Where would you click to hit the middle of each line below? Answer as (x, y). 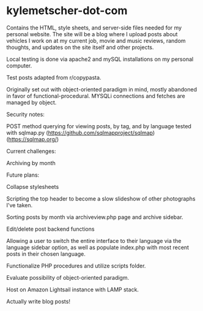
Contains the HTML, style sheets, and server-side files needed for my (94, 28)
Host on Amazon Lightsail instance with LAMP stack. (73, 290)
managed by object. (31, 102)
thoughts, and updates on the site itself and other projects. (80, 47)
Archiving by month (31, 163)
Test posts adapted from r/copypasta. (54, 77)
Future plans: (23, 175)
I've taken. (19, 205)
